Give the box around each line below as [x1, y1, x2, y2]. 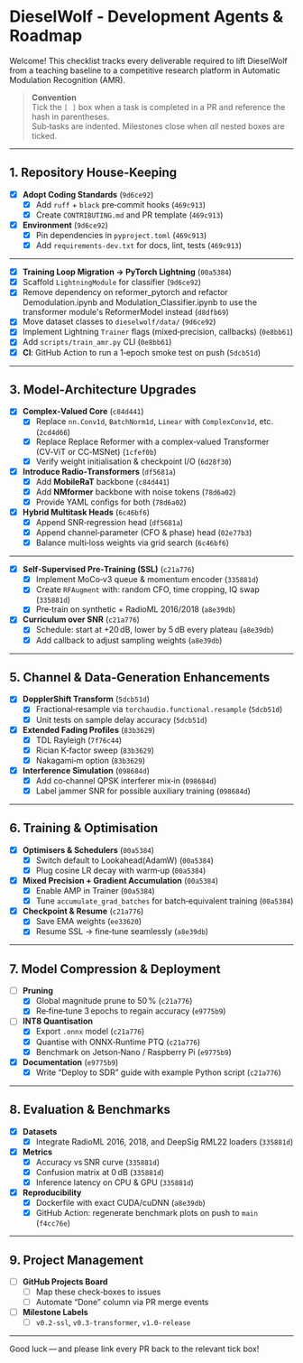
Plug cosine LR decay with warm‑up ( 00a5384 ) [35, 865, 207, 876]
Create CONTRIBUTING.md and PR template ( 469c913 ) [35, 209, 224, 220]
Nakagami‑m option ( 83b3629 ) [35, 755, 146, 765]
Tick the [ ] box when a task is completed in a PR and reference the [31, 101, 286, 112]
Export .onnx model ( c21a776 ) [35, 1026, 145, 1037]
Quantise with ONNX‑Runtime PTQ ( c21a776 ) [35, 1036, 201, 1047]
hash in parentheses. [31, 111, 110, 122]
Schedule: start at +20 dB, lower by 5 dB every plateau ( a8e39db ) [35, 625, 274, 635]
